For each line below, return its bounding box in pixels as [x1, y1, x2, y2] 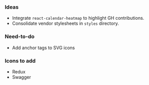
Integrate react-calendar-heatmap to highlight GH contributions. [12, 15, 144, 21]
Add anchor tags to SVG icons [12, 45, 75, 51]
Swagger [12, 74, 31, 80]
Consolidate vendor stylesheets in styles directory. [12, 20, 119, 26]
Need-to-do [5, 33, 35, 40]
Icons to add [5, 57, 36, 64]
